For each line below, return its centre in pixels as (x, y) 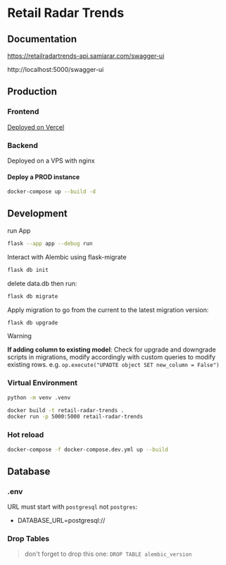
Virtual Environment (43, 383)
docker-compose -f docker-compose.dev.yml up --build (88, 449)
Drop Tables (29, 539)
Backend (23, 145)
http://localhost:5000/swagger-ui (56, 69)
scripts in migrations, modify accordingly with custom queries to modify (112, 357)
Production (32, 92)
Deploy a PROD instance (44, 177)
